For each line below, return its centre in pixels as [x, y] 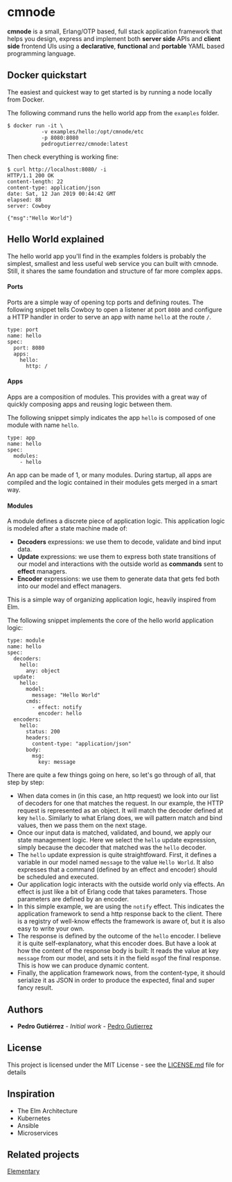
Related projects [43, 1155]
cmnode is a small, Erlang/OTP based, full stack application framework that [115, 31]
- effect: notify [57, 708]
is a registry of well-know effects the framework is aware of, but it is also [121, 922]
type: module [26, 641]
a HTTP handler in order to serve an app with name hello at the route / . [109, 317]
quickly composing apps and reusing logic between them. [90, 404]
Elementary [24, 1172]
